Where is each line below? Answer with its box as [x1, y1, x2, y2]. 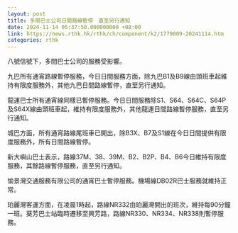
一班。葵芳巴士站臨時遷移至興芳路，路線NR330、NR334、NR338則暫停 [7, 210, 218, 218]
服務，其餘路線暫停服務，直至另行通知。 [7, 161, 126, 170]
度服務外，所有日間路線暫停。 [7, 137, 94, 146]
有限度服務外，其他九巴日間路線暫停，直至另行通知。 [13, 81, 169, 89]
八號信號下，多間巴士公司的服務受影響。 [7, 57, 126, 66]
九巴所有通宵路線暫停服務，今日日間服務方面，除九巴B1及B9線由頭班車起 [7, 72, 222, 81]
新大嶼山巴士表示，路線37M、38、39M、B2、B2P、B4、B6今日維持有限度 [7, 153, 227, 161]
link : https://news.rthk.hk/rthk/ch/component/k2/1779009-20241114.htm [7, 30, 224, 38]
